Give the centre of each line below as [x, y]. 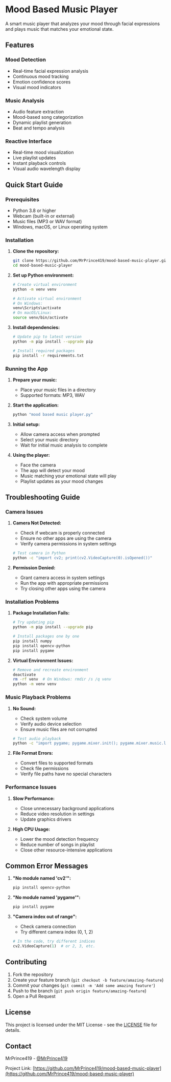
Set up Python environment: [43, 275]
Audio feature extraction [38, 112]
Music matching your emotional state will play [68, 476]
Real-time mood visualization [43, 153]
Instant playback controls [39, 163]
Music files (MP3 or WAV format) [47, 221]
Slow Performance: [34, 798]
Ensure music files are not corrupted [59, 729]
